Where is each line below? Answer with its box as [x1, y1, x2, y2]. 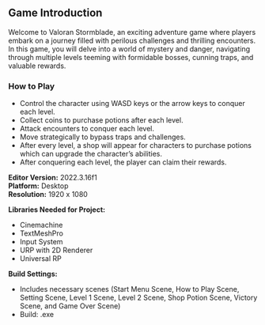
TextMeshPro [19, 229, 63, 238]
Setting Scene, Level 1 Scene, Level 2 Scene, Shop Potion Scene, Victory [19, 293, 258, 303]
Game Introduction [8, 6, 103, 20]
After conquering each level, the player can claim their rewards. [19, 157, 227, 167]
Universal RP [19, 254, 62, 263]
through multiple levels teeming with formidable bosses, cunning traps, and [8, 52, 254, 62]
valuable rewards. [8, 61, 66, 70]
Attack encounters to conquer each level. [19, 124, 154, 134]
